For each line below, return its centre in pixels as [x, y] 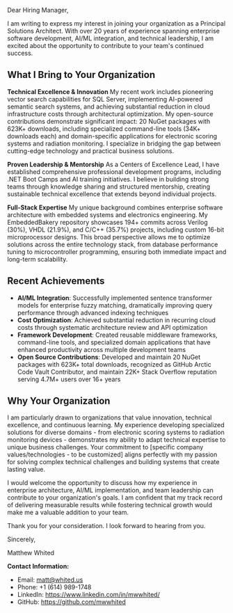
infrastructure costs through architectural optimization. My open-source [110, 113]
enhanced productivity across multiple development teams [102, 349]
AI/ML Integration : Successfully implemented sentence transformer [114, 298]
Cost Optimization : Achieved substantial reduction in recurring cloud [116, 320]
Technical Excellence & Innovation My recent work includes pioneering [110, 91]
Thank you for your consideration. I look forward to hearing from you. [106, 526]
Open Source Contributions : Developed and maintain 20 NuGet [109, 357]
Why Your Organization [59, 401]
